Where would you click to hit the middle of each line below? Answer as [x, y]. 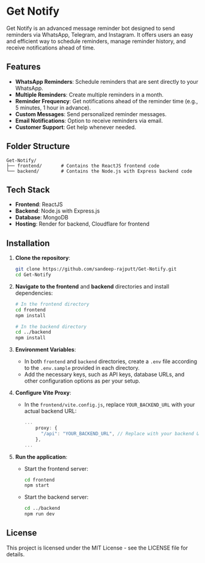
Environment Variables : [45, 350]
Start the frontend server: [56, 468]
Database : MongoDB [42, 218]
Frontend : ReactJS [39, 204]
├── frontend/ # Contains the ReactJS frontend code [83, 166]
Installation [28, 243]
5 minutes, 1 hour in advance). [53, 108]
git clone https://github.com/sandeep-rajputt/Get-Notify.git [96, 269]
